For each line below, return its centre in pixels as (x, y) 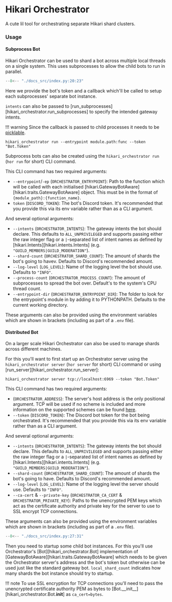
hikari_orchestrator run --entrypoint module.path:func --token (75, 142)
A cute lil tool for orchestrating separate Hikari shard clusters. (70, 24)
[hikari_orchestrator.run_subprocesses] (47, 111)
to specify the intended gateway (123, 111)
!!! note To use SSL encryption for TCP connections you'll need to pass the (84, 584)
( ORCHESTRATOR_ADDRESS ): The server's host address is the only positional (89, 399)
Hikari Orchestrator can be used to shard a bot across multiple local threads (85, 61)
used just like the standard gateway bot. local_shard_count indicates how (83, 568)
